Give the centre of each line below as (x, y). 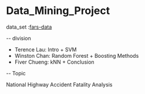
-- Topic (16, 73)
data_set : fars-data (29, 27)
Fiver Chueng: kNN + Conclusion (55, 62)
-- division (18, 38)
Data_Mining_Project (58, 11)
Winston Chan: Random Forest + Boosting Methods (77, 55)
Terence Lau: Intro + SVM (45, 49)
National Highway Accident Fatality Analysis (59, 84)
